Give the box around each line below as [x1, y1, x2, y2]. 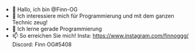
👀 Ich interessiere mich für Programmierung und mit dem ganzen [12, 12, 174, 19]
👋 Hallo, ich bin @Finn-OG [12, 6, 78, 13]
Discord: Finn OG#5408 [12, 41, 72, 48]
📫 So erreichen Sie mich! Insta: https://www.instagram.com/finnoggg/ [12, 32, 189, 39]
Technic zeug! [12, 19, 48, 26]
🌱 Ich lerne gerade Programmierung [12, 25, 102, 32]
